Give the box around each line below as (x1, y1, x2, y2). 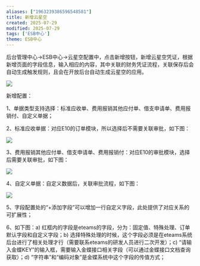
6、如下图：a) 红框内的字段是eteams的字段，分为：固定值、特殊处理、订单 (6, 224, 190, 231)
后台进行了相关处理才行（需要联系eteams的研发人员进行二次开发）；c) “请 (6, 239, 187, 246)
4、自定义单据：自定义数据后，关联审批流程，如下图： (6, 180, 140, 187)
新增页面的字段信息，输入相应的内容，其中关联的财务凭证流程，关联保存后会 (6, 61, 194, 68)
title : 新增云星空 (6, 14, 48, 20)
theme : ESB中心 (6, 36, 42, 42)
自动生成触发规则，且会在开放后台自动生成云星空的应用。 (6, 68, 147, 75)
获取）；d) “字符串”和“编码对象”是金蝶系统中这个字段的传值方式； (6, 254, 165, 261)
